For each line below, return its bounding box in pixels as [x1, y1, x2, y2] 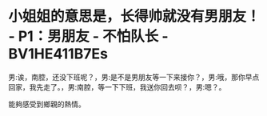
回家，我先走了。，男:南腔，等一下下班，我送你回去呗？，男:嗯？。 [8, 82, 226, 92]
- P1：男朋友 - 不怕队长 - [8, 27, 169, 46]
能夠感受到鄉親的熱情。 [8, 99, 86, 109]
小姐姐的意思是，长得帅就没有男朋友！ [8, 7, 261, 26]
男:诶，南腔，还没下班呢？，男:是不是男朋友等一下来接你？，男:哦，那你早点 [8, 72, 260, 82]
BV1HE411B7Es [8, 45, 108, 63]
